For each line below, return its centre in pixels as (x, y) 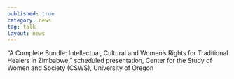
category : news (29, 20)
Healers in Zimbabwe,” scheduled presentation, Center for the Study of (110, 61)
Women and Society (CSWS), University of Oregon (81, 68)
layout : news (26, 33)
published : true (31, 14)
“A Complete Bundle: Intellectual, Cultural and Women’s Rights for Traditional (118, 53)
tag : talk (22, 27)
